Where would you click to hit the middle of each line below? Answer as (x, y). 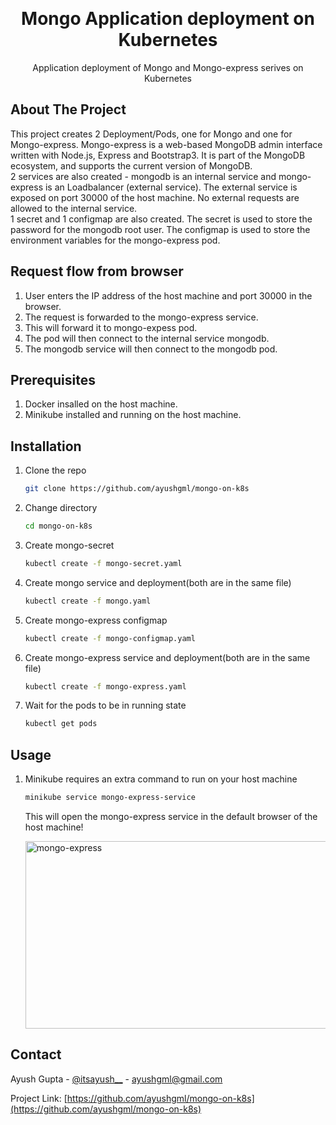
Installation (46, 446)
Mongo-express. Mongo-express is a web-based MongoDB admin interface (166, 144)
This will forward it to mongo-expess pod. (111, 327)
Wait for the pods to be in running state (105, 705)
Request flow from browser (97, 271)
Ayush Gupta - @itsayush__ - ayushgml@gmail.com (116, 1079)
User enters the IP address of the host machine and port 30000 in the (168, 295)
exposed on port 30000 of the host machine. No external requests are (155, 197)
